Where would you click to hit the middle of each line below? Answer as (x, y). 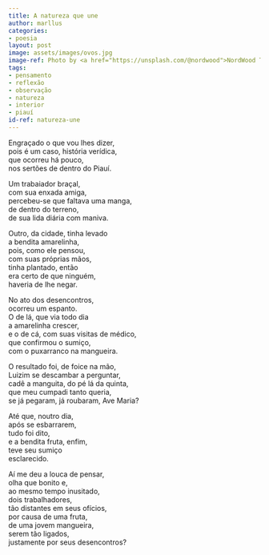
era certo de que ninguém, (52, 275)
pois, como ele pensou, (47, 250)
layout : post (30, 46)
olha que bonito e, (38, 482)
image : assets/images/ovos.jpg (60, 53)
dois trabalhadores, (40, 499)
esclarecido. (29, 458)
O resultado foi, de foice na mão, (62, 366)
